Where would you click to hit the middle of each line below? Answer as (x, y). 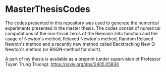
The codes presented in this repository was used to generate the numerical (82, 23)
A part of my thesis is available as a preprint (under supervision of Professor (83, 59)
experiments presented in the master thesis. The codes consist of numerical (83, 28)
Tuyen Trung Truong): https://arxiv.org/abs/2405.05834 (62, 64)
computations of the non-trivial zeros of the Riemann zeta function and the (81, 33)
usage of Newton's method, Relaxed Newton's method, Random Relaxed (79, 39)
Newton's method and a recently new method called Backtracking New (78, 44)
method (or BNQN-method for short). (63, 49)
